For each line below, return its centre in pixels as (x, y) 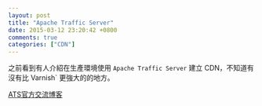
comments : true (33, 37)
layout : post (29, 15)
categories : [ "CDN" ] (42, 45)
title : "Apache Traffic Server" (61, 23)
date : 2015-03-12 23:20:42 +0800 (63, 30)
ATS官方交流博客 (35, 94)
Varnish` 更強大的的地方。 (73, 78)
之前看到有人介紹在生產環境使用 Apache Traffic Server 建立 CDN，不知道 (128, 68)
